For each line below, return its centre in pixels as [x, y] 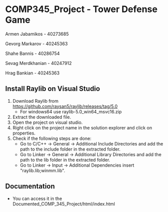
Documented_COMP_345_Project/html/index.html [64, 204]
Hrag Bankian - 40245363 [32, 73]
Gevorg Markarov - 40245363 [36, 43]
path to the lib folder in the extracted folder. [65, 160]
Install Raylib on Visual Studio [53, 89]
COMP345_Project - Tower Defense [81, 9]
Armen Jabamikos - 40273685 [37, 34]
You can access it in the [37, 198]
